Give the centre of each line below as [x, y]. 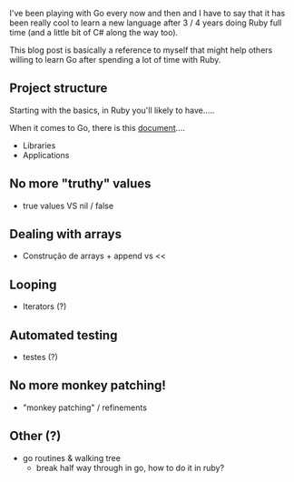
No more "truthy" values [80, 184]
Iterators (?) [44, 306]
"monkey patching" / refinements [85, 407]
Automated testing [64, 335]
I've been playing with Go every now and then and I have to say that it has [147, 13]
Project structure [59, 89]
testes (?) [40, 357]
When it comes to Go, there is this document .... [98, 127]
